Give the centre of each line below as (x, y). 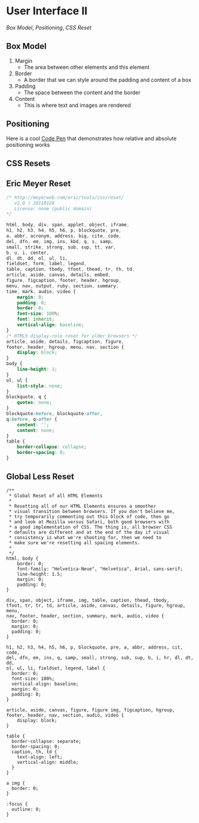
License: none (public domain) (53, 208)
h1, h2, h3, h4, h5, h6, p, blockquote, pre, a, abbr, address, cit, (95, 647)
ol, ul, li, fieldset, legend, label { (56, 668)
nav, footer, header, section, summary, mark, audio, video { (85, 616)
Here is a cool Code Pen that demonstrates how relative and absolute (91, 138)
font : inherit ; (36, 320)
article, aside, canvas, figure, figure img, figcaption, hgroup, (91, 710)
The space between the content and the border (82, 92)
